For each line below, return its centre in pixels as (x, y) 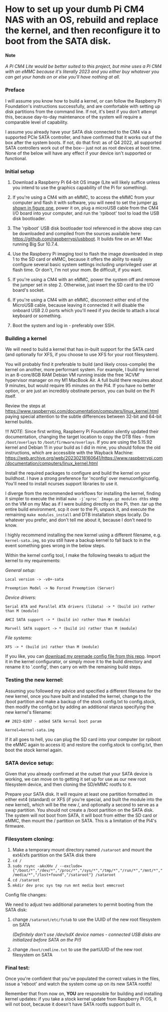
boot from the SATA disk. (58, 41)
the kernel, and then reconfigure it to (83, 31)
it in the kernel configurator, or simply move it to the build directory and (78, 662)
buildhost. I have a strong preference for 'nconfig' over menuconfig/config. (82, 478)
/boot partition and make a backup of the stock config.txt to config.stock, (81, 701)
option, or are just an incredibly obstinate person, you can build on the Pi (80, 391)
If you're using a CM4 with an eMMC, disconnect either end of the (80, 300)
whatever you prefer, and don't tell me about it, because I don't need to (78, 520)
